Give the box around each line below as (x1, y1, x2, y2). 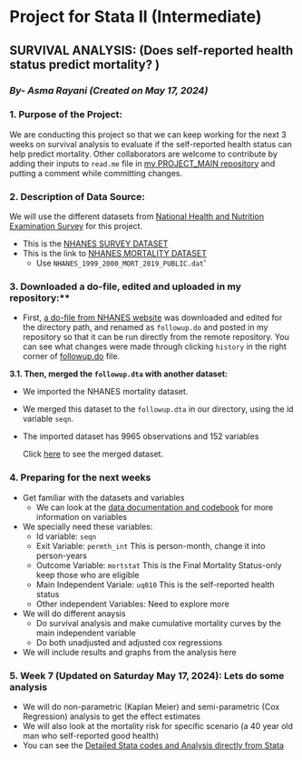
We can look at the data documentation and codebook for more (35, 502, 274, 513)
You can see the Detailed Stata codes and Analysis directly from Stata (22, 739, 284, 751)
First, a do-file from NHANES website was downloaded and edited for (22, 312, 283, 324)
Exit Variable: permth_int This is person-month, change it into (35, 540, 266, 551)
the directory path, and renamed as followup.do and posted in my (22, 322, 268, 333)
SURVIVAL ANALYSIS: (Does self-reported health (9, 43, 294, 58)
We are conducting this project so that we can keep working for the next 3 (9, 129, 287, 140)
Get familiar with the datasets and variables (22, 492, 185, 503)
